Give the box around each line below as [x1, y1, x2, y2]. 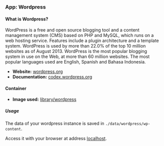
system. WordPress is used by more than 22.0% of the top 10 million [5, 43, 146, 49]
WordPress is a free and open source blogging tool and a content [5, 27, 139, 33]
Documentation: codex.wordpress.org [12, 74, 92, 80]
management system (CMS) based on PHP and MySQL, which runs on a [5, 32, 154, 38]
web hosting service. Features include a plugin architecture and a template [5, 37, 159, 43]
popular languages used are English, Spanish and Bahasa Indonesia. [5, 59, 146, 65]
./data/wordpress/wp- [105, 121, 150, 126]
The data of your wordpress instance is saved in [5, 120, 104, 126]
